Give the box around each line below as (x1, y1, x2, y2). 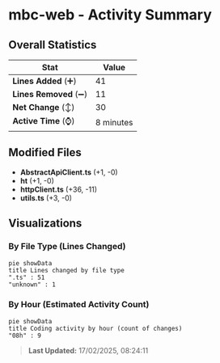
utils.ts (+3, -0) (19, 192, 73, 203)
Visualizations (8, 217, 82, 230)
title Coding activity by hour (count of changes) (8, 324, 183, 332)
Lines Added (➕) (12, 75, 77, 87)
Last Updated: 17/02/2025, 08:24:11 (27, 345, 149, 355)
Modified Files (8, 146, 82, 159)
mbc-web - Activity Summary (8, 6, 213, 24)
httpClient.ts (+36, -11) (19, 184, 98, 194)
